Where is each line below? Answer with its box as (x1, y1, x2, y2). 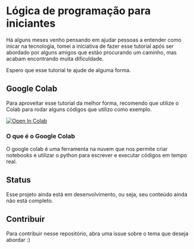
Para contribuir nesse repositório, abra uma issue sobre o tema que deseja (6, 229, 189, 237)
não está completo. (6, 197, 53, 204)
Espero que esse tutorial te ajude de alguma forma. (6, 66, 131, 73)
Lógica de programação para (6, 4, 151, 18)
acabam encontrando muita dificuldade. (6, 55, 104, 62)
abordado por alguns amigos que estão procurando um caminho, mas (6, 48, 177, 56)
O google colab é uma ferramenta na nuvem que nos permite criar (6, 145, 168, 153)
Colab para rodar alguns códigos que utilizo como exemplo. (6, 105, 152, 113)
